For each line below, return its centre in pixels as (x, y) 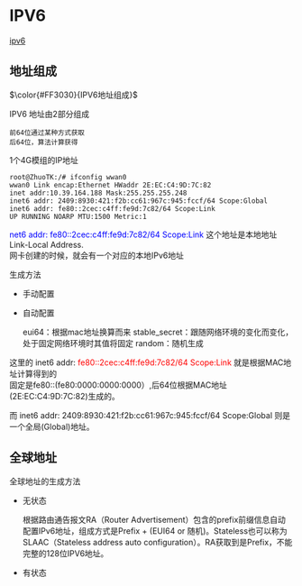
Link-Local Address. (46, 244)
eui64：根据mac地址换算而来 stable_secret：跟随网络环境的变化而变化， (158, 332)
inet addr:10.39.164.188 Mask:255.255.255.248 (98, 193)
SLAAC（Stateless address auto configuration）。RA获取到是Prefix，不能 (157, 542)
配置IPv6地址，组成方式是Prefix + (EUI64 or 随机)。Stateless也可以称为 (155, 531)
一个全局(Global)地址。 (52, 426)
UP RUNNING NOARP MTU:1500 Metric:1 (78, 216)
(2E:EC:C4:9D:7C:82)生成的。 (64, 396)
